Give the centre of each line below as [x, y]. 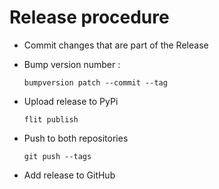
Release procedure [89, 17]
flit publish [51, 119]
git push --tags [57, 156]
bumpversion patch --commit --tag [95, 82]
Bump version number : [72, 64]
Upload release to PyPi [71, 101]
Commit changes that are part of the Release [116, 45]
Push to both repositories [76, 138]
